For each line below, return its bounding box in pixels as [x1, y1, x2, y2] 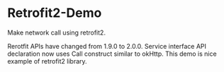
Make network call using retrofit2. [7, 28, 106, 37]
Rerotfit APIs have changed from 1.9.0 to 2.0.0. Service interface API [7, 42, 207, 50]
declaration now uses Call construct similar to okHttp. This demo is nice [7, 49, 218, 58]
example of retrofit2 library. [7, 56, 87, 65]
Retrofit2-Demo [7, 5, 102, 21]
